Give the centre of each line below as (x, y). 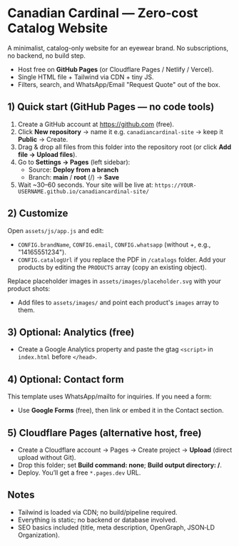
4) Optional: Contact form (66, 379)
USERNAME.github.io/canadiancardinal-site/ (83, 191)
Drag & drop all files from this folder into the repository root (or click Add (124, 147)
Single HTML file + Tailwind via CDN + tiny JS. (86, 77)
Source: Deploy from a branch (73, 170)
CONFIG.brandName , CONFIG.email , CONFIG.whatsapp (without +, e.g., (114, 244)
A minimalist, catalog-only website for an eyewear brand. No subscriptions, (118, 48)
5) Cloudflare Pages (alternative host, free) (105, 433)
